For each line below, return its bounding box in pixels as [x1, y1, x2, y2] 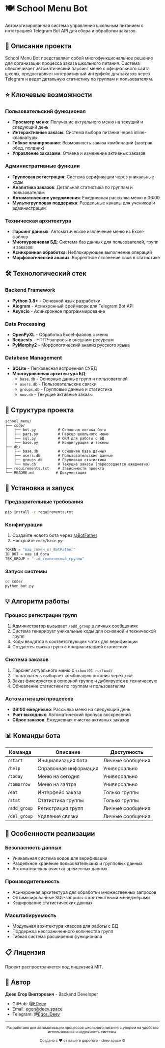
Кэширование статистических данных [12, 900, 93, 906]
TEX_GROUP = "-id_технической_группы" [5, 556, 84, 561]
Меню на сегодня [37, 773, 80, 780]
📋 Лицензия [5, 948, 46, 957]
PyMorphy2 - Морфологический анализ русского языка [12, 342, 130, 348]
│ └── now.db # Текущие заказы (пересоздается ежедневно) [5, 462, 151, 467]
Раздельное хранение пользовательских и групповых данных [12, 860, 143, 866]
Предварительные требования [5, 498, 83, 505]
